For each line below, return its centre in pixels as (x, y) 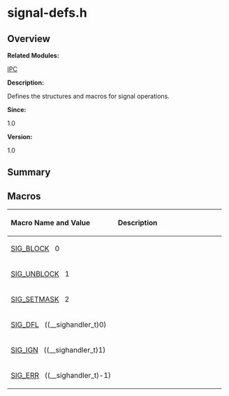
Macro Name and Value (51, 223)
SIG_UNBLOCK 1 (40, 274)
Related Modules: (33, 55)
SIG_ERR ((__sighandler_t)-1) (61, 376)
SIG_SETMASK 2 (40, 299)
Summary (29, 172)
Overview (29, 39)
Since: (17, 109)
